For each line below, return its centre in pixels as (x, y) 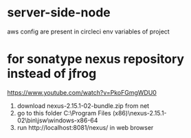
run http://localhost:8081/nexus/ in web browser (85, 127)
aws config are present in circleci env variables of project (88, 31)
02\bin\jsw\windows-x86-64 (57, 120)
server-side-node (59, 13)
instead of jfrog (52, 74)
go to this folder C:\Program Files (64, 113)
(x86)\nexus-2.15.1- (139, 113)
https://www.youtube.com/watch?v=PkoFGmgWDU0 (82, 92)
